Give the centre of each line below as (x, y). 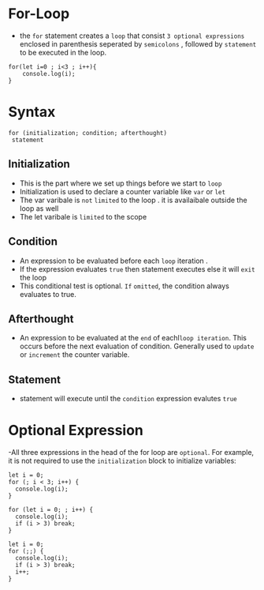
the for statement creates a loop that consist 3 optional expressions (132, 36)
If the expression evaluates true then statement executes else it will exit (137, 269)
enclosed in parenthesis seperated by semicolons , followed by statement (138, 43)
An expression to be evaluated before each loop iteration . (114, 261)
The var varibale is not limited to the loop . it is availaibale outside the (133, 200)
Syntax (32, 112)
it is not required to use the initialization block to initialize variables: (122, 461)
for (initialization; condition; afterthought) (88, 133)
